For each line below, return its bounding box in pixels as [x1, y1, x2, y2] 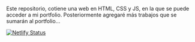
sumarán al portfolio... [6, 18, 61, 24]
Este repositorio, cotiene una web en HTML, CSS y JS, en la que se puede [6, 5, 190, 12]
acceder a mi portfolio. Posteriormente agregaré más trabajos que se [6, 11, 177, 18]
